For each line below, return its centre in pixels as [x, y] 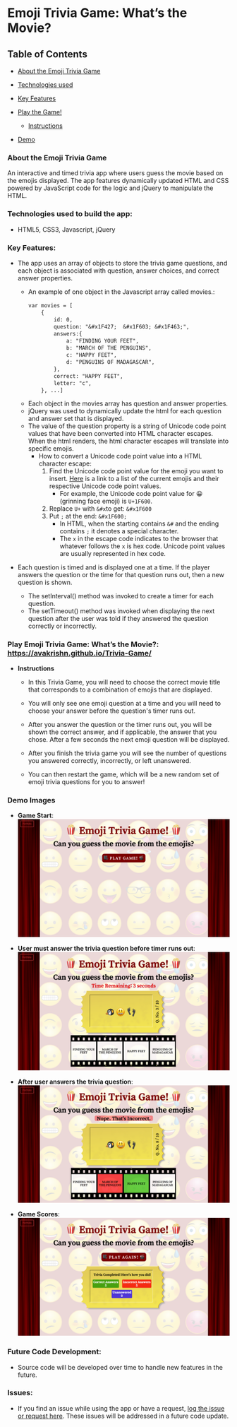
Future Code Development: [54, 1352]
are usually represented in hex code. [113, 553]
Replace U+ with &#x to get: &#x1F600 [100, 508]
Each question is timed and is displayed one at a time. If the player [114, 567]
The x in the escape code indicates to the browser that [139, 538]
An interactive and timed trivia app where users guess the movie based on [115, 173]
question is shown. [45, 582]
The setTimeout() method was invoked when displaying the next [121, 611]
